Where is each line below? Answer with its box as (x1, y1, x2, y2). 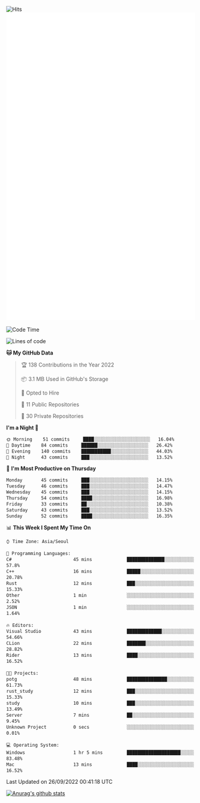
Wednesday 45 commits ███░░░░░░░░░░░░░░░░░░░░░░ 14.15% (6, 489, 172, 495)
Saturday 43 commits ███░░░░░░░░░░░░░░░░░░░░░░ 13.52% (6, 507, 172, 513)
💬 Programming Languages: (6, 550, 71, 556)
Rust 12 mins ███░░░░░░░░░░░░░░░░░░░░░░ (6, 580, 195, 586)
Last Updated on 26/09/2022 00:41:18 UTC (6, 778, 113, 785)
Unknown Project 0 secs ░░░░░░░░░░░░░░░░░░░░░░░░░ (6, 724, 195, 730)
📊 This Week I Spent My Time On (6, 524, 91, 531)
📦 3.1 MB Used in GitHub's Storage (20, 375, 109, 383)
